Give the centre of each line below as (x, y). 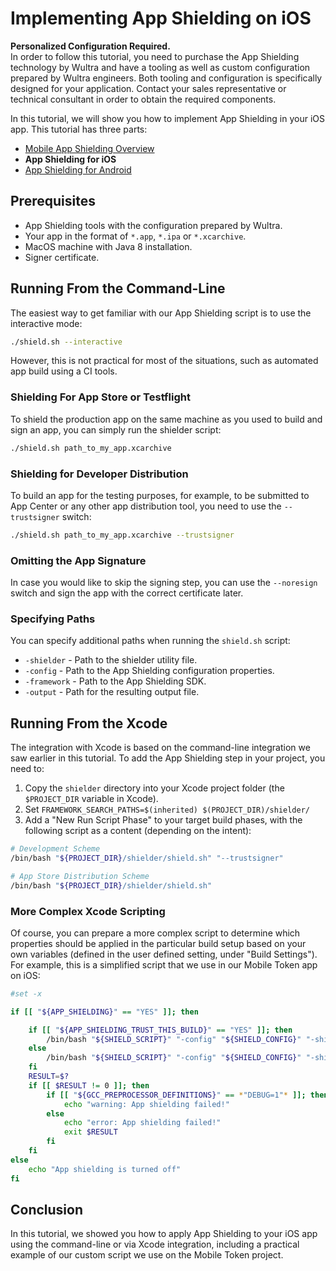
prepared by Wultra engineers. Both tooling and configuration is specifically (166, 78)
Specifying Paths (53, 619)
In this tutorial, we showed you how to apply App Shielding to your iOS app (164, 1234)
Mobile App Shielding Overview (89, 148)
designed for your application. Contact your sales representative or (148, 88)
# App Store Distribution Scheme (80, 876)
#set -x (26, 993)
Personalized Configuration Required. (90, 46)
